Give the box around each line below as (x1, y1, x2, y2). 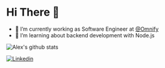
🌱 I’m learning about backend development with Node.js (15, 31, 155, 39)
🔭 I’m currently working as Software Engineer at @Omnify (15, 25, 159, 32)
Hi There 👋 (6, 5, 60, 19)
